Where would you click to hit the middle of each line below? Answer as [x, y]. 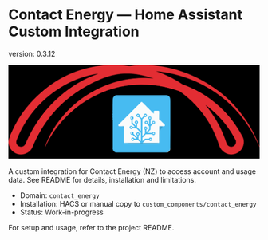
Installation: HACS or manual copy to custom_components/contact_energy [138, 204]
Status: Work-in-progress [61, 212]
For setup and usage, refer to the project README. [91, 228]
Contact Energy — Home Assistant [126, 15]
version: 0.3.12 [32, 53]
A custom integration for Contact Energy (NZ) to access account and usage [132, 171]
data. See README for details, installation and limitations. [102, 180]
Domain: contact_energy [59, 195]
